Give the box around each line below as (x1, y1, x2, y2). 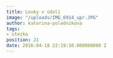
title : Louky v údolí (6, 8, 61, 15)
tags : (6, 25, 20, 32)
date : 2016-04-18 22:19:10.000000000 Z (6, 43, 107, 49)
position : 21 (6, 37, 39, 43)
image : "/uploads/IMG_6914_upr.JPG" (6, 14, 98, 21)
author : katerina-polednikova (6, 20, 83, 26)
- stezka (6, 31, 28, 37)
